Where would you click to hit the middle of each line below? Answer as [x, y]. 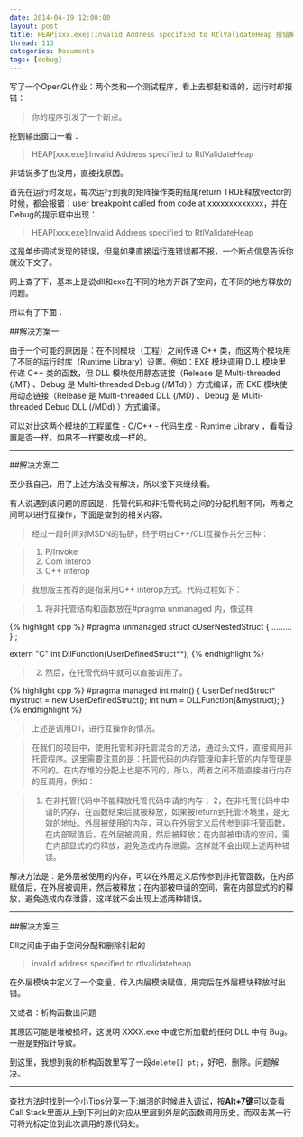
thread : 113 [32, 43]
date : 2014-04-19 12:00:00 [60, 18]
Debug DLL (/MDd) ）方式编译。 [105, 407]
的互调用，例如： [63, 781]
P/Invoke [61, 552]
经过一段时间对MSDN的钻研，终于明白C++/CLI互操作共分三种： [150, 534]
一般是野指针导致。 [45, 1043]
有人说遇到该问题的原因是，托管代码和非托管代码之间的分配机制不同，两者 [147, 503]
